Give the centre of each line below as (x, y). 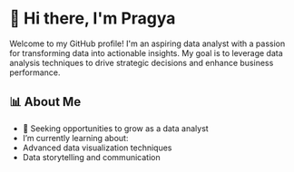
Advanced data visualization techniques (97, 148)
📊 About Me (45, 102)
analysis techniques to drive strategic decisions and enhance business (142, 62)
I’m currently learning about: (75, 138)
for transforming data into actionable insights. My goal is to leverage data (146, 53)
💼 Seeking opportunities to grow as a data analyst (115, 128)
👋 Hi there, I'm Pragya (93, 19)
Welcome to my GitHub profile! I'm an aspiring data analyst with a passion (147, 43)
